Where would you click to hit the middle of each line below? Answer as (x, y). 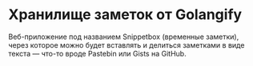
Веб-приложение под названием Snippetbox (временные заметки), (124, 37)
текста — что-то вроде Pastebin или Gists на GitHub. (97, 53)
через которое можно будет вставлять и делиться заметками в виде (127, 45)
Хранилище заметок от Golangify (125, 15)
